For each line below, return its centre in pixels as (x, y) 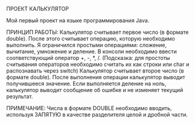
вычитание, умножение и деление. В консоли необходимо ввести (91, 51)
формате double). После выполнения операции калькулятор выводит (96, 77)
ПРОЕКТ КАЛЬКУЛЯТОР (38, 9)
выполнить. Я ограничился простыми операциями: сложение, (87, 45)
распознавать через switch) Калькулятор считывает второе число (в (95, 71)
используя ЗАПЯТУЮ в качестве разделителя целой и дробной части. (97, 115)
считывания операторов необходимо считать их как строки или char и (98, 64)
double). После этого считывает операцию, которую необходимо (91, 38)
